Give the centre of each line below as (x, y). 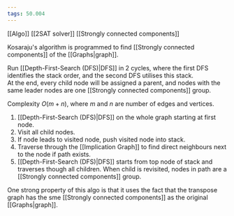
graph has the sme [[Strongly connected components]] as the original (108, 197)
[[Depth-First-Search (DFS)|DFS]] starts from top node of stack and (115, 162)
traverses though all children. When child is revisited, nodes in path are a (122, 169)
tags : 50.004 (26, 14)
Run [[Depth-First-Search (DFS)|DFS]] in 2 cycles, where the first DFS (108, 68)
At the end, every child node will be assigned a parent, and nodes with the (114, 83)
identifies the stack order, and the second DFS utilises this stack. (101, 75)
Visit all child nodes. (46, 132)
